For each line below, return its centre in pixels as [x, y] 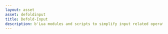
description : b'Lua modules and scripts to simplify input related [77, 24]
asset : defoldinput [25, 14]
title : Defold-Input [27, 19]
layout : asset [20, 10]
